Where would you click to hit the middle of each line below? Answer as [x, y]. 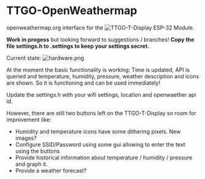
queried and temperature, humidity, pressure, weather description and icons [103, 76]
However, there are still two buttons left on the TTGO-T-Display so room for [101, 113]
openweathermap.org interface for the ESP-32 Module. [100, 28]
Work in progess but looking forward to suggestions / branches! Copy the [100, 39]
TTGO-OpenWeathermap [72, 11]
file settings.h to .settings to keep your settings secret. [78, 46]
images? [26, 138]
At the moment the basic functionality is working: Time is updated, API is [98, 70]
